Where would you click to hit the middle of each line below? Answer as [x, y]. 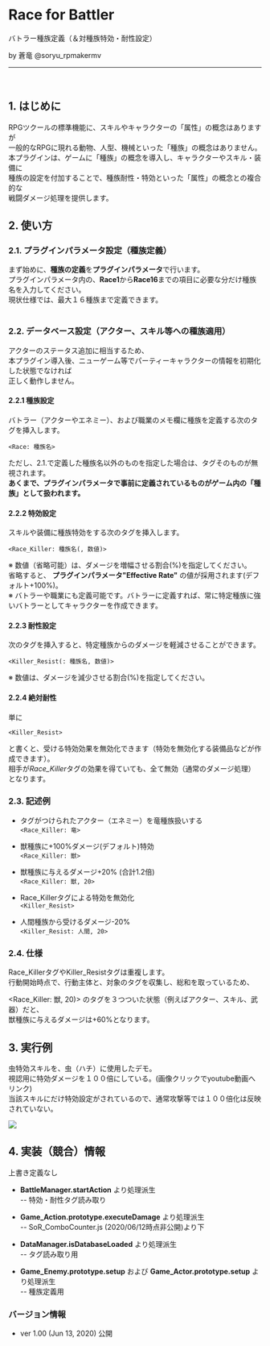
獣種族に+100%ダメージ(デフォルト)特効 [87, 846]
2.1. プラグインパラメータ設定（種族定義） [90, 251]
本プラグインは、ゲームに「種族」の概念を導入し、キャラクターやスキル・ [131, 157]
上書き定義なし [33, 1172]
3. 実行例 [31, 1047]
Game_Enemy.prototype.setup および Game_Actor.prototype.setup [135, 1271]
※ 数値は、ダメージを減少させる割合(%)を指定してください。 [109, 678]
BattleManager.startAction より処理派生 [88, 1190]
